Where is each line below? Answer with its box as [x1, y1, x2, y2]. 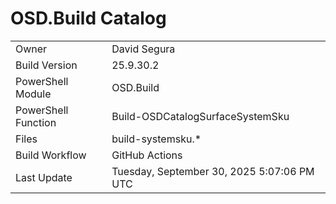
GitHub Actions [111, 148, 183, 162]
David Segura [111, 42, 176, 56]
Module [15, 87, 52, 101]
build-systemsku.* [111, 132, 202, 146]
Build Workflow [15, 148, 87, 162]
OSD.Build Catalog [10, 7, 167, 30]
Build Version [15, 58, 78, 72]
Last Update [15, 170, 73, 184]
